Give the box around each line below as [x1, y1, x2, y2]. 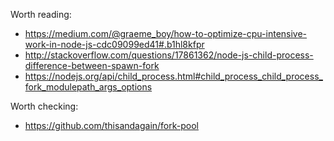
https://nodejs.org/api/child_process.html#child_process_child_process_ [24, 70, 323, 82]
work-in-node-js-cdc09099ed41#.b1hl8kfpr [24, 39, 205, 50]
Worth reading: [10, 9, 72, 20]
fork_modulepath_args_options [24, 81, 153, 93]
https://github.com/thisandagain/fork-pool [24, 120, 199, 131]
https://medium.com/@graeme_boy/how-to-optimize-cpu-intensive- [24, 28, 308, 39]
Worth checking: [10, 100, 79, 112]
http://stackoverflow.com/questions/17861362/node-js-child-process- [24, 49, 314, 61]
